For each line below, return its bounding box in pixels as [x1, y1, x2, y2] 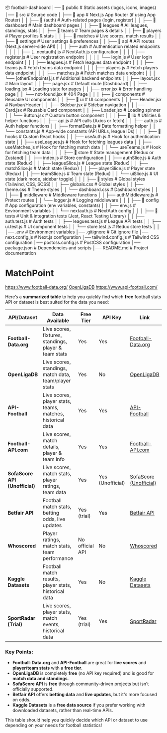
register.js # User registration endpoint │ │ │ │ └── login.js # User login [5, 54, 153, 60]
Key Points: [5, 648, 33, 655]
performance [42, 554, 74, 561]
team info [42, 456, 65, 463]
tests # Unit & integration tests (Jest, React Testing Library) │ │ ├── [5, 213, 145, 219]
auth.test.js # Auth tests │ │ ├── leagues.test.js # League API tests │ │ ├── [5, 218, 162, 224]
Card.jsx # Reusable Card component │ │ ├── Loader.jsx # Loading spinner [5, 107, 161, 113]
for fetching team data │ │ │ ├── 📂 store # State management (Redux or [5, 150, 154, 155]
